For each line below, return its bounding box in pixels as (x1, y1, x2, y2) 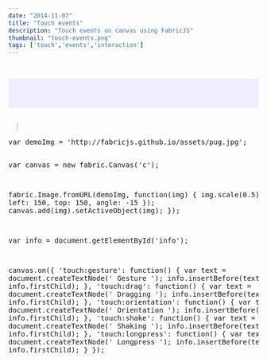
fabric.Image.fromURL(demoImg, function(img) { (8, 190, 197, 200)
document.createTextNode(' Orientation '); (8, 306, 180, 315)
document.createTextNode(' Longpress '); (8, 337, 172, 347)
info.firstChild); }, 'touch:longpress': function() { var (8, 329, 244, 339)
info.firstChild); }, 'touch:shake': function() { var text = (8, 313, 256, 323)
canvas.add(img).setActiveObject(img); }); (8, 206, 180, 216)
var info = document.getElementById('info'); (8, 236, 189, 245)
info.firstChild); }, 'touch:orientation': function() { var (8, 298, 252, 307)
